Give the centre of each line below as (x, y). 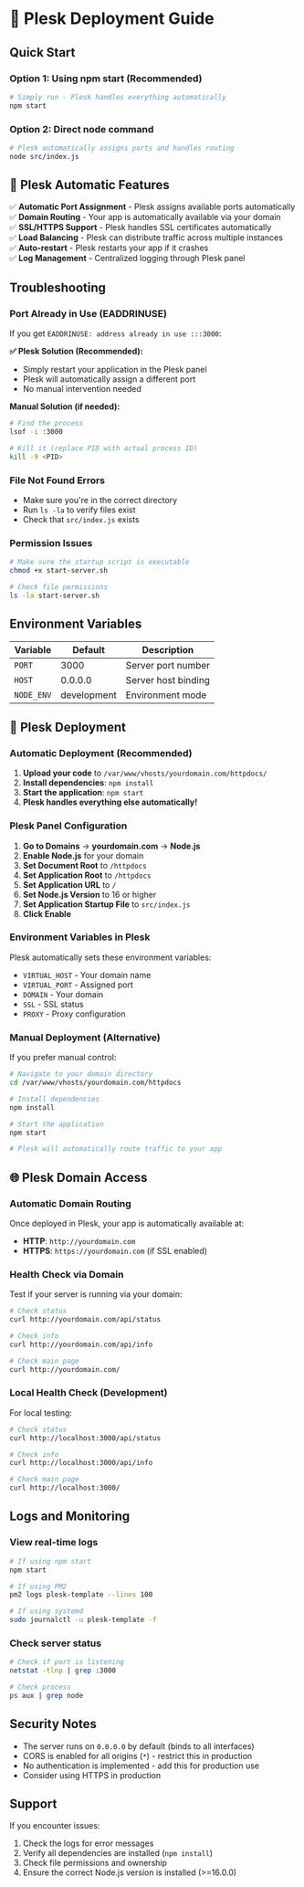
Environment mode (166, 695)
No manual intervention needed (82, 389)
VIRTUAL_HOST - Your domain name (87, 975)
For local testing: (41, 1413)
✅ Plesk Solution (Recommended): (76, 352)
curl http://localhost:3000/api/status (85, 1438)
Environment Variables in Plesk (80, 937)
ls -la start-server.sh (55, 596)
